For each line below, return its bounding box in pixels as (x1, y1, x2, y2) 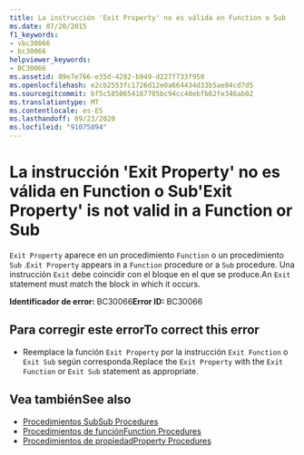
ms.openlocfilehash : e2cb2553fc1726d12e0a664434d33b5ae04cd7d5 (9, 81, 254, 90)
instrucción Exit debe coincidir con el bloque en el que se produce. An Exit (9, 268, 291, 279)
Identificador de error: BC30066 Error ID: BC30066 (9, 295, 203, 306)
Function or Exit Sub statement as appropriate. (22, 365, 200, 376)
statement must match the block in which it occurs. (9, 278, 201, 289)
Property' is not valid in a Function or (9, 200, 293, 221)
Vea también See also (9, 392, 132, 408)
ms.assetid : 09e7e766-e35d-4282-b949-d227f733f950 (9, 73, 205, 82)
